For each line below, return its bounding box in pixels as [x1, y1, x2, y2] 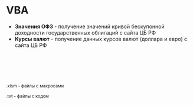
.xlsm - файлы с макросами [6, 83, 64, 89]
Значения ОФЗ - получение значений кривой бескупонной [14, 23, 165, 30]
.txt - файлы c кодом [6, 93, 49, 99]
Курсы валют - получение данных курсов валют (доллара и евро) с [14, 35, 188, 42]
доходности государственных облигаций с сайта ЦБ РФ [14, 29, 156, 36]
